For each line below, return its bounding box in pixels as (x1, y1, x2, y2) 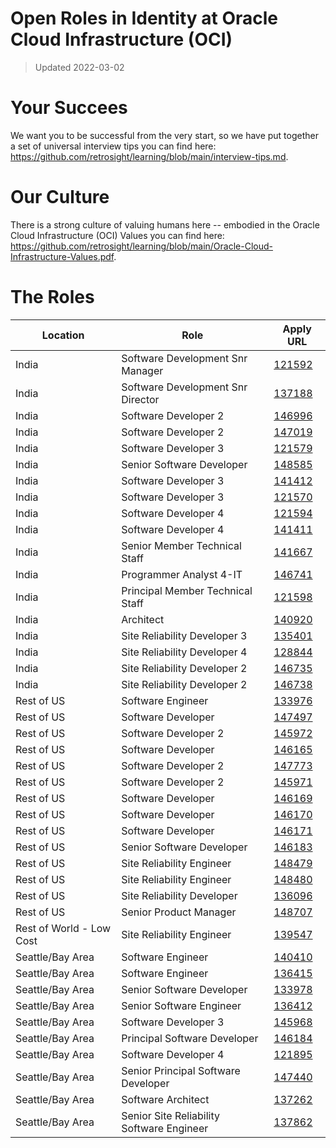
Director (121, 392, 160, 406)
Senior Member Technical (121, 538, 242, 552)
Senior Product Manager (121, 905, 237, 919)
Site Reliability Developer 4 (121, 645, 248, 659)
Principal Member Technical (121, 583, 253, 597)
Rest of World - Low (15, 921, 112, 935)
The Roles (10, 286, 95, 308)
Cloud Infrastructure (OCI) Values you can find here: (10, 229, 225, 241)
